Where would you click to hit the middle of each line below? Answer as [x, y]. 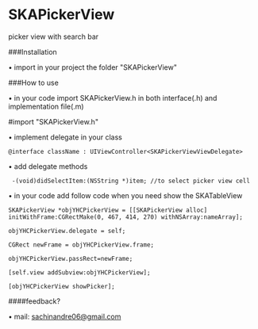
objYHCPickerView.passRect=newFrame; [71, 258]
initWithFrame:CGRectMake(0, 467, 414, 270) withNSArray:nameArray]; [126, 217]
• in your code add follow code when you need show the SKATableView [125, 195]
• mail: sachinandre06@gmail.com [65, 316]
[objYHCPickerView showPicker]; [62, 286]
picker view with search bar [54, 36]
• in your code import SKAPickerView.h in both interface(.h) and [113, 98]
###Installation [33, 52]
